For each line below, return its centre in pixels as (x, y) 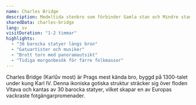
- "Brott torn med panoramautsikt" (55, 55)
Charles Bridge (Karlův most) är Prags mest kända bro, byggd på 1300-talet (97, 77)
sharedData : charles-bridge (40, 22)
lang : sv (17, 28)
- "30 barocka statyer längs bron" (55, 44)
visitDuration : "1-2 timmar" (41, 33)
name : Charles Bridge (32, 11)
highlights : (20, 38)
